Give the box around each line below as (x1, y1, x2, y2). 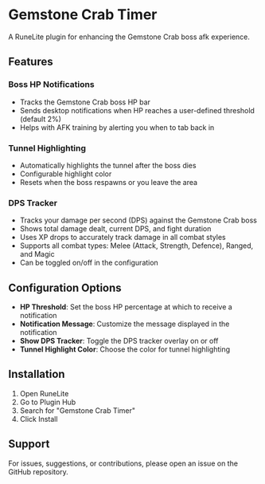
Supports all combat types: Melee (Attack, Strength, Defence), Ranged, (19, 241, 254, 250)
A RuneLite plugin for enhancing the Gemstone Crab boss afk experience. (8, 32, 251, 41)
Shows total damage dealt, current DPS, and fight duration (19, 224, 212, 234)
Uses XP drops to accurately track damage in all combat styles (19, 233, 226, 242)
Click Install (19, 414, 58, 423)
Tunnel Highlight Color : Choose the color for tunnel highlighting (19, 344, 231, 354)
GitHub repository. (8, 466, 69, 476)
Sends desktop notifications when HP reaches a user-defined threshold (19, 105, 255, 115)
